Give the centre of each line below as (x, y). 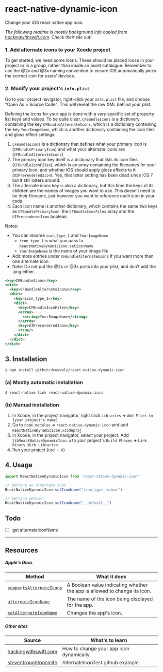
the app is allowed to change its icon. (109, 591)
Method (35, 577)
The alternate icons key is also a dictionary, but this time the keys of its (83, 185)
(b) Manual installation (32, 404)
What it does (111, 577)
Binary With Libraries (35, 445)
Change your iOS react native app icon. (44, 22)
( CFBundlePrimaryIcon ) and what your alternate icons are (68, 149)
